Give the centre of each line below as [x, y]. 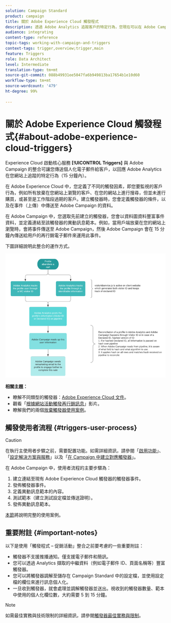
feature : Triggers [25, 53]
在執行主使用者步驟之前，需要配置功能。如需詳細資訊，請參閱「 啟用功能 [81, 451]
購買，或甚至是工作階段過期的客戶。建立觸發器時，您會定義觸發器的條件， [83, 199]
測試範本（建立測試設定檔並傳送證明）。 [54, 498]
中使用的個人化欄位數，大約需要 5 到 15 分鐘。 [61, 595]
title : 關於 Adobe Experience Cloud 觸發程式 [52, 21]
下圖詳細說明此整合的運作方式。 [39, 246]
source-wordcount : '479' [32, 86]
